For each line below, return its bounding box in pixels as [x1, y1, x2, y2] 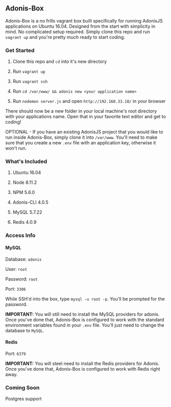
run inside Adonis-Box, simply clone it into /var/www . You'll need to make [5, 134, 158, 140]
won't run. [5, 145, 27, 152]
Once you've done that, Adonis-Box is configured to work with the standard [5, 316, 164, 323]
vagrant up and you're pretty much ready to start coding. [5, 34, 126, 40]
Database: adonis [5, 256, 42, 262]
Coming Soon [5, 384, 40, 391]
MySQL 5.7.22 [12, 209, 42, 216]
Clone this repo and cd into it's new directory [12, 58, 107, 65]
